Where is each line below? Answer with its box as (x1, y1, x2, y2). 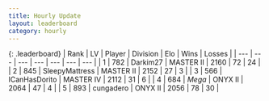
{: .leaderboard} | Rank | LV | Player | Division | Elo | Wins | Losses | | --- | (8, 49, 253, 59)
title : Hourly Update (8, 11, 82, 20)
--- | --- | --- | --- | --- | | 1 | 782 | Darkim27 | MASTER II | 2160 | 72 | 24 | (17, 57, 261, 67)
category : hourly (8, 27, 67, 35)
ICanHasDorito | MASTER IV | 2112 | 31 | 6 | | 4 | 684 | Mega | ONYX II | (8, 74, 244, 85)
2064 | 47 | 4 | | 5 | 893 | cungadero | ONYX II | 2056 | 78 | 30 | (8, 83, 220, 93)
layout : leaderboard (8, 19, 78, 27)
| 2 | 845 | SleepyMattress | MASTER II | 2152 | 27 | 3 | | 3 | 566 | (8, 66, 222, 76)
